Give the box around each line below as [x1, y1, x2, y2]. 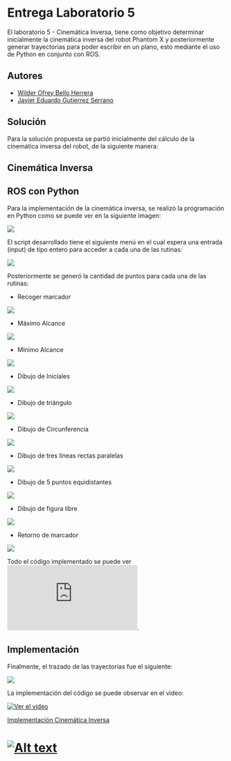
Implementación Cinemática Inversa [7, 715, 110, 724]
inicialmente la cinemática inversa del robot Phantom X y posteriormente [7, 35, 215, 43]
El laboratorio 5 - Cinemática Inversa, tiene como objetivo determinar [7, 28, 205, 36]
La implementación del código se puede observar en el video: [7, 689, 184, 697]
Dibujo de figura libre [17, 504, 78, 512]
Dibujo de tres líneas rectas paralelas [17, 451, 123, 460]
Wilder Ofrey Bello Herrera [17, 88, 94, 97]
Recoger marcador [17, 292, 71, 301]
